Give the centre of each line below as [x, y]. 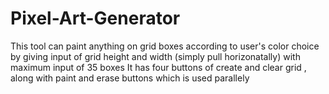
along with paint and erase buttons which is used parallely [130, 78]
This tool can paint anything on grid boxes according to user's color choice [165, 46]
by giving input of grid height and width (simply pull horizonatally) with [155, 56]
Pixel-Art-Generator [95, 18]
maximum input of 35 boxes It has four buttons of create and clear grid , [158, 67]
